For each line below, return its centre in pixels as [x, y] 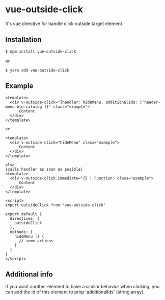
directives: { [25, 218]
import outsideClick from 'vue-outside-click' [56, 205]
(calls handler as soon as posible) [44, 169]
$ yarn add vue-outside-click [37, 70]
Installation [23, 40]
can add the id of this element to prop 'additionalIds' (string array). [75, 292]
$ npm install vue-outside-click [41, 51]
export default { [24, 214]
